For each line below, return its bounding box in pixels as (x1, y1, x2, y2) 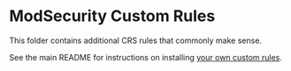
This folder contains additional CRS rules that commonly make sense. (9, 35, 263, 46)
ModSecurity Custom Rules (9, 6, 216, 26)
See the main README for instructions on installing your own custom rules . (9, 52, 283, 62)
